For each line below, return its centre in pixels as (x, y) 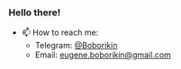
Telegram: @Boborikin (76, 46)
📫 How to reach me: (60, 32)
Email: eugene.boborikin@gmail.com (103, 55)
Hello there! (35, 13)
